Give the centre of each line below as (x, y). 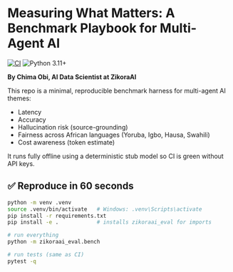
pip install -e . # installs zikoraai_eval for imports (110, 222)
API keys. (21, 163)
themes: (19, 98)
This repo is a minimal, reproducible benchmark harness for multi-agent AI (116, 90)
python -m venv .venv (40, 202)
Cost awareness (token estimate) (66, 142)
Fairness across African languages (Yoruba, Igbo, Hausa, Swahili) (114, 135)
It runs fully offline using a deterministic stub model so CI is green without (116, 156)
